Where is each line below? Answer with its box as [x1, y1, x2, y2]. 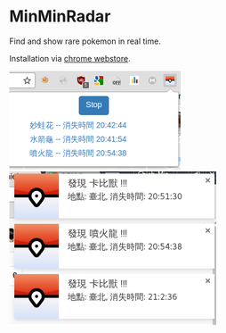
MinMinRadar [9, 6, 111, 27]
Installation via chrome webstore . [9, 53, 131, 63]
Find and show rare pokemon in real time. [9, 36, 162, 46]
